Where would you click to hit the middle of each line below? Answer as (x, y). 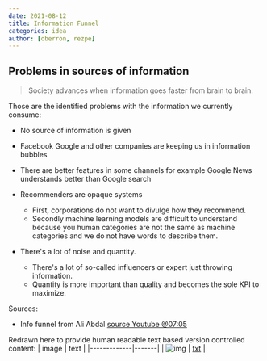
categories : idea (38, 31)
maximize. (49, 293)
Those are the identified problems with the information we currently (121, 107)
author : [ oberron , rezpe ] (52, 38)
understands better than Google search (86, 179)
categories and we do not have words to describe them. (125, 236)
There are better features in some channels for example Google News (136, 170)
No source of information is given (75, 131)
